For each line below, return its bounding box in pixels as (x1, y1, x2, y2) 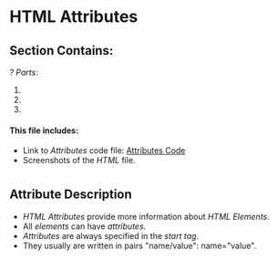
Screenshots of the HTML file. (22, 155, 136, 166)
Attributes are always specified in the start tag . (22, 230, 199, 241)
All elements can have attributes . (22, 221, 147, 232)
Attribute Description (9, 187, 132, 203)
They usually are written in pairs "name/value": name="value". (22, 240, 257, 251)
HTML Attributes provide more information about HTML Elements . (22, 211, 271, 222)
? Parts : (9, 67, 38, 78)
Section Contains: (9, 43, 114, 58)
